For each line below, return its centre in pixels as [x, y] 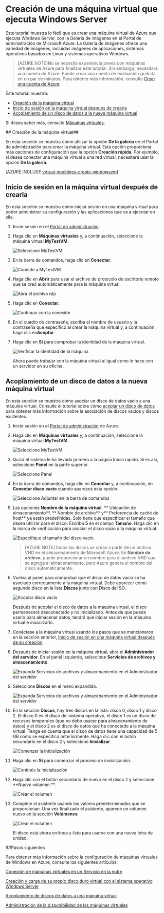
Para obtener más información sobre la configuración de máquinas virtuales [82, 857]
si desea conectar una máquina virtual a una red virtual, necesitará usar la [80, 157]
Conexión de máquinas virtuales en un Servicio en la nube [64, 871]
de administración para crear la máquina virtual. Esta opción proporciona [79, 147]
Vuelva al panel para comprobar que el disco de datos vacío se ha [79, 577]
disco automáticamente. [49, 568]
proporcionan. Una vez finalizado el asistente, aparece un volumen [80, 808]
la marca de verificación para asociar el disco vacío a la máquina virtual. [85, 528]
